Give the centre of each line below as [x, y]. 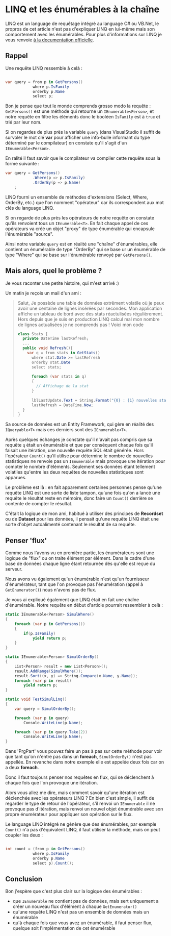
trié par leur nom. [23, 122]
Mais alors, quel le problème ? [54, 271]
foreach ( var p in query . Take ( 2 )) [51, 732]
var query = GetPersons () [33, 173]
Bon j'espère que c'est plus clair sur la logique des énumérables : [74, 891]
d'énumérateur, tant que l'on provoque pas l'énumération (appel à [74, 584]
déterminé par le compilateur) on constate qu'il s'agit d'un [66, 143]
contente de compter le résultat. [39, 504]
